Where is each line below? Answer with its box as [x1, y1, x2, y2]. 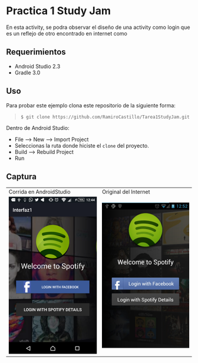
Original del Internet [102, 188, 150, 195]
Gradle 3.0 [14, 69, 41, 76]
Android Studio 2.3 [14, 63, 61, 70]
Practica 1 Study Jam [6, 4, 111, 18]
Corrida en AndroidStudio [8, 188, 71, 195]
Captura [6, 171, 37, 181]
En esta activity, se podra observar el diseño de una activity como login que [6, 24, 190, 31]
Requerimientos [6, 47, 66, 57]
